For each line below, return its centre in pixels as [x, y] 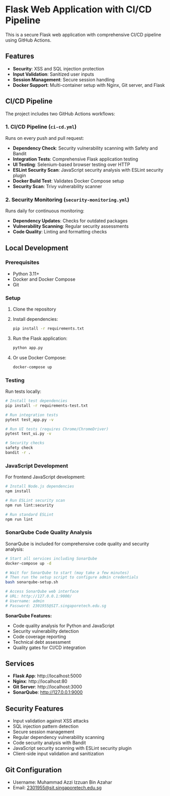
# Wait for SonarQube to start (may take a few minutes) [67, 573]
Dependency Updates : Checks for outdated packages [70, 221]
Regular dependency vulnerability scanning [59, 737]
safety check [19, 448]
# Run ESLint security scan [35, 500]
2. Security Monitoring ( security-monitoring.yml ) [67, 200]
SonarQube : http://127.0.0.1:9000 [48, 692]
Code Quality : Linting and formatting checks [60, 232]
